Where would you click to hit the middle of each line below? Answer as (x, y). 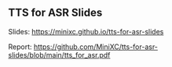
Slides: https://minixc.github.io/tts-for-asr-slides (86, 31)
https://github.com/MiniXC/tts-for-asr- (96, 47)
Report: (20, 47)
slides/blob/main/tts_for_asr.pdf (59, 55)
